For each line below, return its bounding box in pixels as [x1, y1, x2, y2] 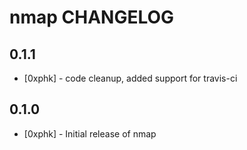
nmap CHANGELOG [9, 6, 175, 29]
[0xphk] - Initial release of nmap [23, 127, 157, 140]
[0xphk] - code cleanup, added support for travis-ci [23, 72, 238, 84]
